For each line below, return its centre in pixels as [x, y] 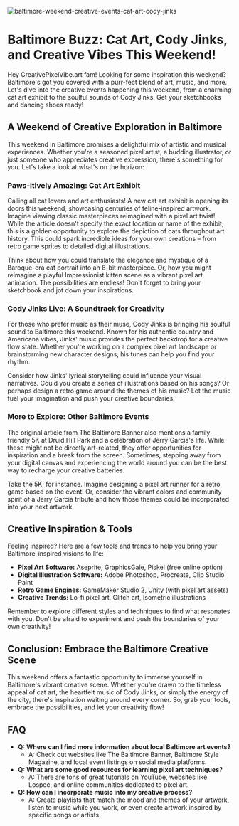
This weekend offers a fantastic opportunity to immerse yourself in [105, 677]
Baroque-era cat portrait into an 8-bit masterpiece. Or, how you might [109, 268]
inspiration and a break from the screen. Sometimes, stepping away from [114, 455]
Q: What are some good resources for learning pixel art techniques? [120, 770]
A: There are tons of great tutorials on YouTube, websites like [118, 777]
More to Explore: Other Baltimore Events [78, 417]
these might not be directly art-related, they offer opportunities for [104, 448]
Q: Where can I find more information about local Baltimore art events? [124, 747]
